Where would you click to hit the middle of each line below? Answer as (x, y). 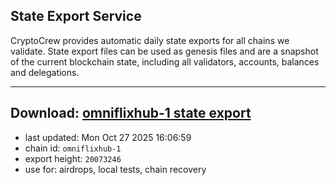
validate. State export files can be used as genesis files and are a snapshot (164, 51)
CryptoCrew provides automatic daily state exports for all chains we (150, 40)
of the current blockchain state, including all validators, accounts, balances (165, 61)
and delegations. (45, 72)
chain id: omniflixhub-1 (73, 148)
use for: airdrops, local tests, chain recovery (115, 169)
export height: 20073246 (73, 158)
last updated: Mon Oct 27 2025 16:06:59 (108, 137)
